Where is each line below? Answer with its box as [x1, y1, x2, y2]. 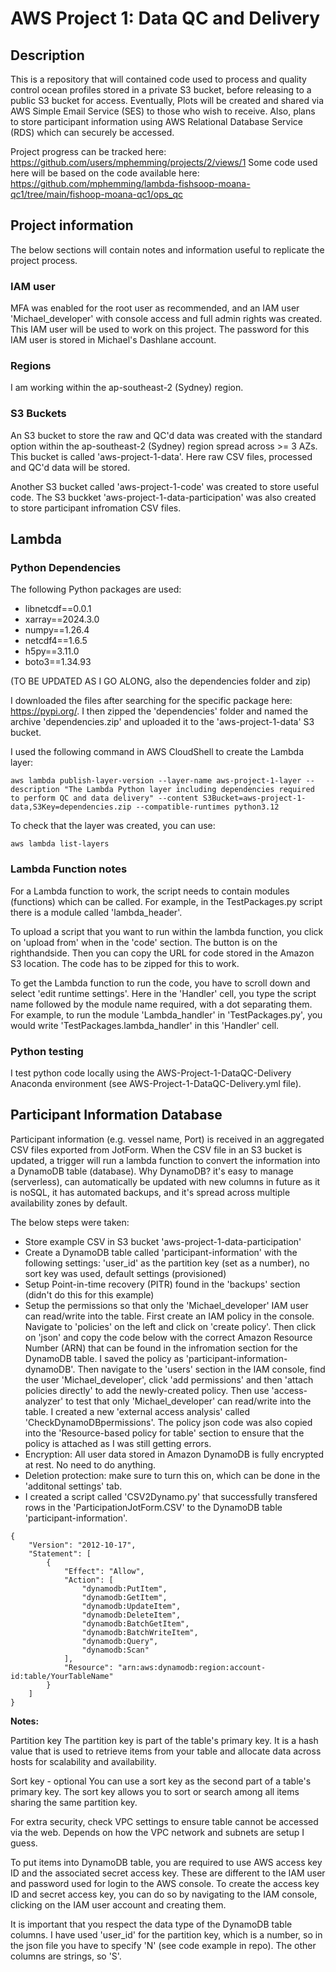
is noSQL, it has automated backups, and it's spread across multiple [10, 1186, 291, 1198]
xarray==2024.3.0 [24, 613, 100, 626]
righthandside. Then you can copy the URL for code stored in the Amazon [10, 947, 315, 959]
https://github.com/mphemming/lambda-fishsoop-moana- [10, 178, 251, 189]
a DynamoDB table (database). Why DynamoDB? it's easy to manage [10, 1165, 294, 1177]
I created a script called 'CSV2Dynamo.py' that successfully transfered [24, 1490, 318, 1502]
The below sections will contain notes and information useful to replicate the [10, 243, 325, 256]
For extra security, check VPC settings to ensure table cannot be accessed [10, 1815, 319, 1827]
